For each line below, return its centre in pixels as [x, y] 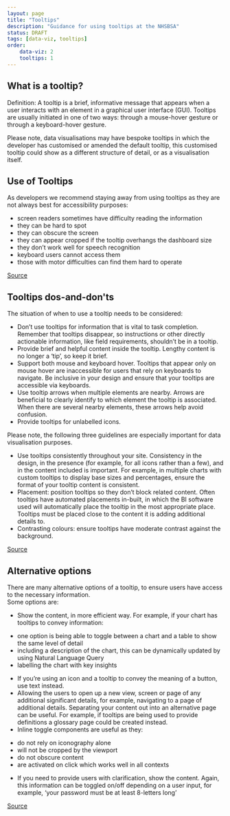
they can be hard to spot [52, 226]
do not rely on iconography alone [64, 743]
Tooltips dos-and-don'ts [61, 297]
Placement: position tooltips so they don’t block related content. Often [116, 492]
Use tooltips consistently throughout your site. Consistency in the [110, 456]
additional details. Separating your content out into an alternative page [116, 707]
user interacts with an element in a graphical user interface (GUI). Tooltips [112, 110]
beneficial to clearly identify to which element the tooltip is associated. [117, 400]
